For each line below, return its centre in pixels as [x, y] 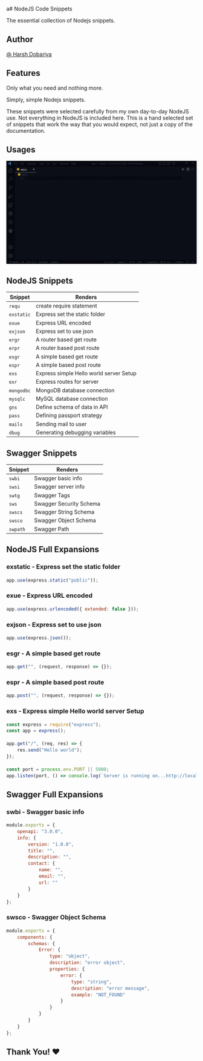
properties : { [67, 969]
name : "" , [51, 870]
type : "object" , [70, 956]
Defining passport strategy [69, 415]
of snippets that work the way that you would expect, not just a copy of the [100, 124]
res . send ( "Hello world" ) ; [50, 750]
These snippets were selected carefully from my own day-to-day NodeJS [98, 111]
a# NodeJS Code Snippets [39, 9]
